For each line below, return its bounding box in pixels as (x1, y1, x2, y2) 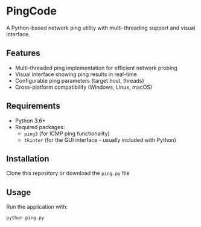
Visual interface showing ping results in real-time (14, 71, 137, 78)
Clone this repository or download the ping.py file (6, 170, 130, 177)
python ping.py (6, 215, 45, 221)
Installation (6, 153, 49, 164)
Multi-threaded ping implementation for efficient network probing (14, 64, 178, 71)
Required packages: (14, 123, 65, 130)
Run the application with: (6, 203, 68, 211)
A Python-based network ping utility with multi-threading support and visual (6, 24, 196, 31)
